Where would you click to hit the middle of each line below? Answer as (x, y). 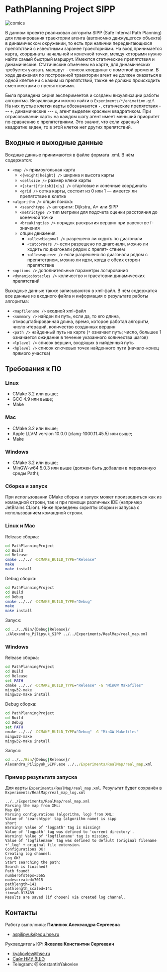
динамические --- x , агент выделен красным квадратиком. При (83, 111)
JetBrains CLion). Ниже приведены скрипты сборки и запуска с (72, 507)
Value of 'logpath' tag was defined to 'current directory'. (70, 832)
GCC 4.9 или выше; (33, 399)
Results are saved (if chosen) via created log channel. (65, 897)
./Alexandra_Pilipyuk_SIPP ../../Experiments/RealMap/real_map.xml (77, 634)
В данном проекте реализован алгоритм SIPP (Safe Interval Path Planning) (83, 32)
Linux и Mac (20, 526)
